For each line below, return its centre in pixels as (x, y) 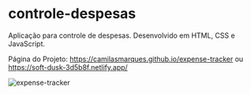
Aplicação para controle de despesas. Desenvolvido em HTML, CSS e (122, 35)
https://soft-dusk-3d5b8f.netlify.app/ (68, 67)
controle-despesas (72, 14)
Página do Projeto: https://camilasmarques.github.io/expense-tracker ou (126, 59)
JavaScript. (27, 43)
